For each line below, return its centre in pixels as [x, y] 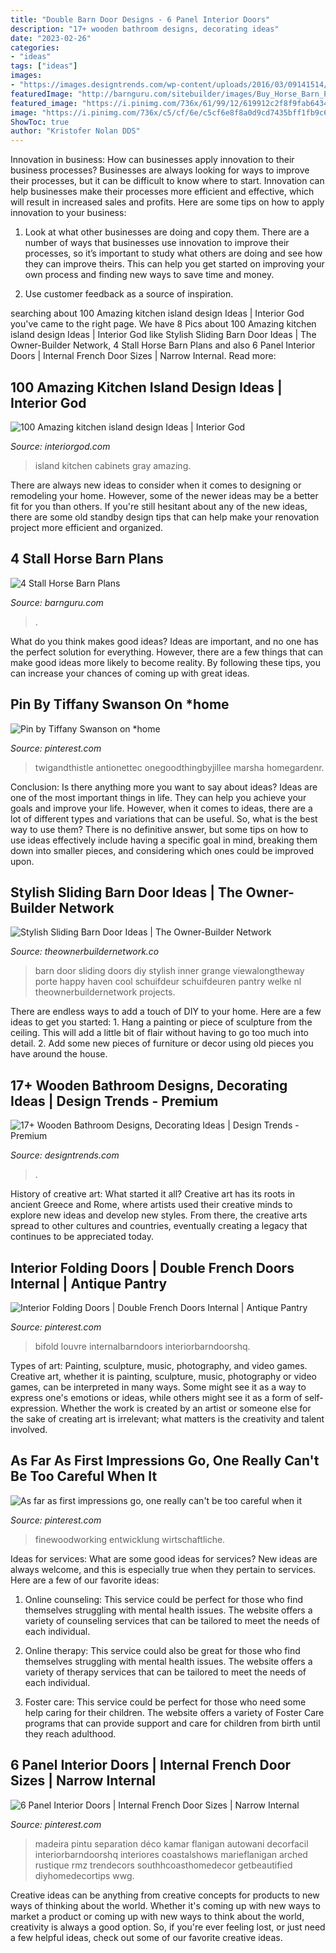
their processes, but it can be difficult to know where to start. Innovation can [167, 181]
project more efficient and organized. [87, 527]
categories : [35, 47]
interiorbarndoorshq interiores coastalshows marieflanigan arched [171, 1854]
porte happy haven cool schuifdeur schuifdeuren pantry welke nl [168, 982]
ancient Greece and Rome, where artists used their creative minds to [151, 1205]
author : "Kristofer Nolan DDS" [75, 131]
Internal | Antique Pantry [89, 1283]
